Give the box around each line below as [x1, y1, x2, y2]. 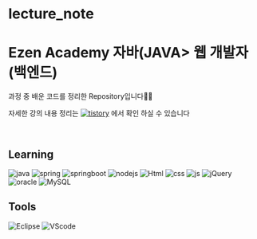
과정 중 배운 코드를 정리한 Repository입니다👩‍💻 [8, 92, 153, 101]
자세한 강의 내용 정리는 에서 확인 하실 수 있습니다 [8, 108, 190, 118]
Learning [8, 147, 54, 161]
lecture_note [8, 5, 94, 23]
